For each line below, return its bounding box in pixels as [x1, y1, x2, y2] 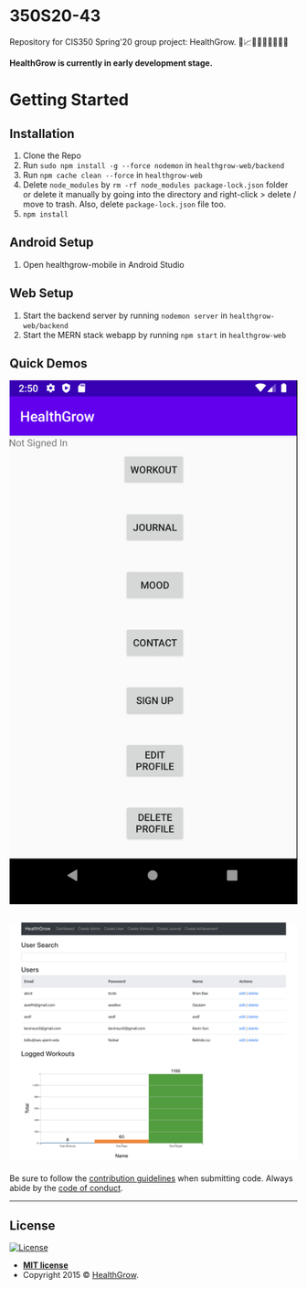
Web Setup [9, 285, 74, 302]
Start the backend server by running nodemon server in [22, 310, 228, 321]
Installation [9, 125, 75, 142]
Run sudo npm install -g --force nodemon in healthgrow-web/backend [22, 159, 285, 170]
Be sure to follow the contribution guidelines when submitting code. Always [9, 1173, 294, 1184]
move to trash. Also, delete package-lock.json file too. [22, 198, 227, 209]
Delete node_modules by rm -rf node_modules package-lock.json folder [22, 179, 289, 190]
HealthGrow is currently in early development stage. [9, 57, 213, 69]
